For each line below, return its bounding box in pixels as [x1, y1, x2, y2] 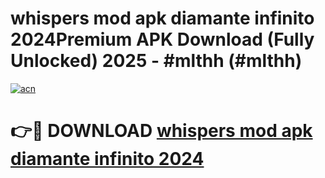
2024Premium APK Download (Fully [10, 28, 315, 51]
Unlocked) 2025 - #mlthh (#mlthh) [10, 50, 303, 72]
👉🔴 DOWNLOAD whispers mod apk [10, 120, 313, 142]
